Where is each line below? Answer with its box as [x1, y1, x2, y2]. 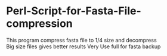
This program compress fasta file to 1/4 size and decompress [6, 36, 157, 43]
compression [6, 17, 73, 30]
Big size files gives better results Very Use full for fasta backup [6, 43, 161, 50]
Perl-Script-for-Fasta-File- [6, 4, 141, 18]
